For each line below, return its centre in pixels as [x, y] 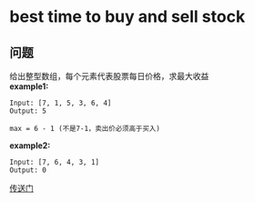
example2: [30, 146]
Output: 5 [28, 111]
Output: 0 [28, 170]
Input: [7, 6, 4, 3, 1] [55, 162]
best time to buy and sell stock [127, 17]
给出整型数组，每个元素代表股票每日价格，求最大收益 [109, 76]
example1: [29, 86]
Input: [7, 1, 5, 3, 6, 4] [61, 103]
